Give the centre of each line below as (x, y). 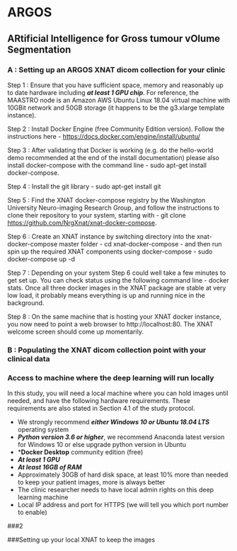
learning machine (43, 497)
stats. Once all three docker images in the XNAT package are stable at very (117, 288)
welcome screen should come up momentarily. (75, 331)
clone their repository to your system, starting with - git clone (97, 215)
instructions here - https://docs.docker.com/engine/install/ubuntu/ (104, 136)
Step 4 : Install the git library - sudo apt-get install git (84, 186)
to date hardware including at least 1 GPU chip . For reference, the (103, 92)
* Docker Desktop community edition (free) (80, 452)
